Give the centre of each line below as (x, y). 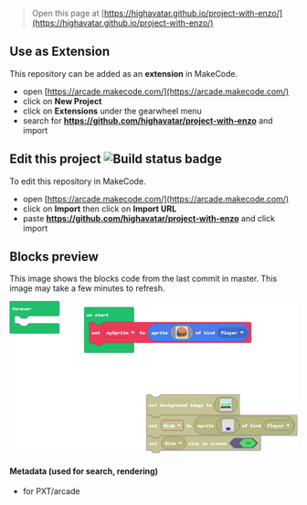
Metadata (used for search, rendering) (84, 471)
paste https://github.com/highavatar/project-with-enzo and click (149, 218)
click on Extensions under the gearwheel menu (112, 111)
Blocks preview (54, 257)
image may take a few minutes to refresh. (87, 288)
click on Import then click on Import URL (100, 209)
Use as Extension (60, 52)
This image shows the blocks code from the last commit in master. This (143, 279)
